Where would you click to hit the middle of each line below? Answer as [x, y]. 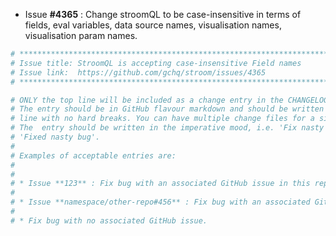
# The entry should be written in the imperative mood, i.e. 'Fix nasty [167, 128]
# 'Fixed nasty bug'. [55, 137]
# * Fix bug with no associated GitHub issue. [109, 220]
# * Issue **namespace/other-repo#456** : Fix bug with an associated [160, 202]
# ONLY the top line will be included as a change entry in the [147, 100]
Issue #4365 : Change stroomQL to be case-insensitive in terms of [163, 14]
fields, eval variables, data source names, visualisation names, [153, 25]
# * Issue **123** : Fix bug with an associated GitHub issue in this [160, 184]
